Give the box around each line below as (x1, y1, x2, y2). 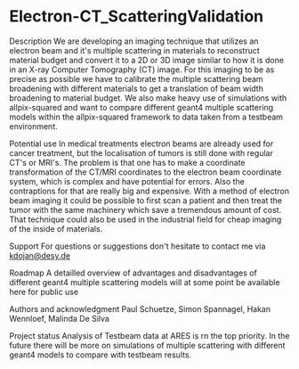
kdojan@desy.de (9, 250, 71, 260)
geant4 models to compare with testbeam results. (9, 349, 192, 360)
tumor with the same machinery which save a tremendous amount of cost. (9, 204, 282, 215)
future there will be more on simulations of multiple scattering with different (9, 340, 286, 350)
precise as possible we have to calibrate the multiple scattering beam (9, 73, 264, 84)
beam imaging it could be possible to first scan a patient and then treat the (9, 194, 283, 206)
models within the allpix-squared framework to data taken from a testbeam (9, 111, 283, 122)
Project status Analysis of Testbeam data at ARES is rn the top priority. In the (9, 330, 290, 340)
